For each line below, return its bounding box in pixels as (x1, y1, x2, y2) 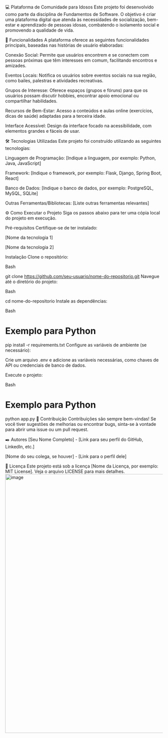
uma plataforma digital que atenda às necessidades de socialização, (5, 17, 146, 23)
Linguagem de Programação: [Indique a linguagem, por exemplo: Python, (5, 155, 156, 161)
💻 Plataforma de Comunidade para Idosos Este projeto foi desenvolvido (5, 4, 154, 10)
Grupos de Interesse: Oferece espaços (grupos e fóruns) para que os (5, 87, 148, 93)
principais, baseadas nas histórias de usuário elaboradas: (5, 42, 124, 48)
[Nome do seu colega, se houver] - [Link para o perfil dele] (5, 453, 126, 459)
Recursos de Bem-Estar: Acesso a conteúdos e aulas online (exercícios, (5, 108, 153, 114)
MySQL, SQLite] (5, 190, 38, 196)
